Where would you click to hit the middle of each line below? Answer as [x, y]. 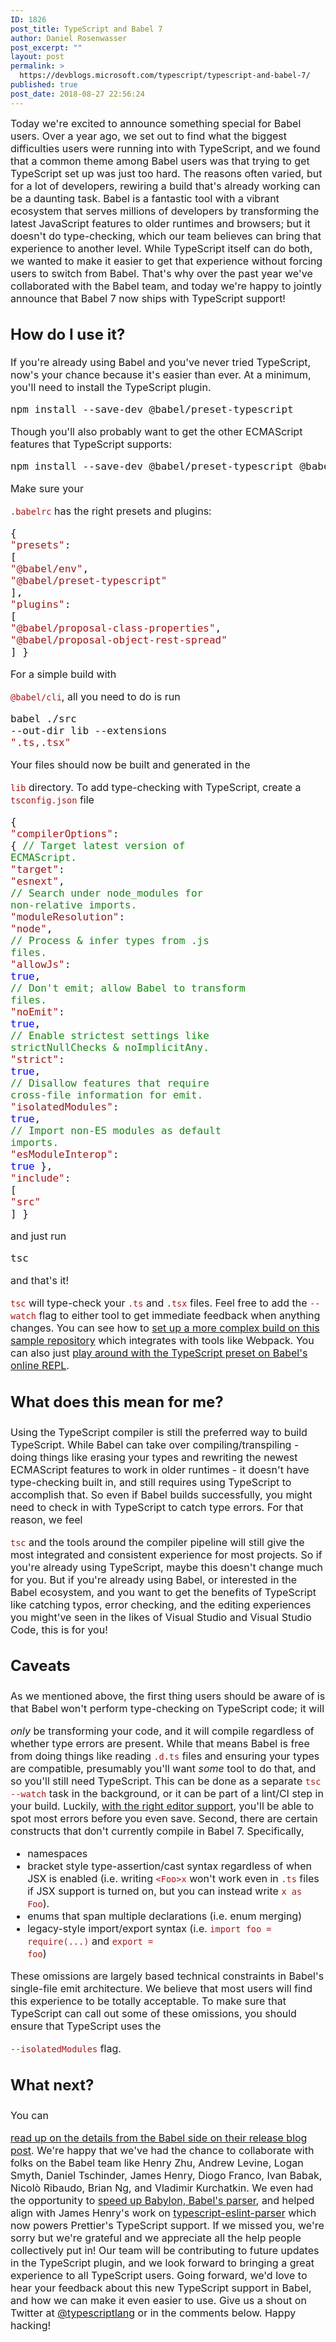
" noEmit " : [37, 1012]
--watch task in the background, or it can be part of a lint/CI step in [167, 1794]
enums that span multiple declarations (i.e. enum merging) [164, 1916]
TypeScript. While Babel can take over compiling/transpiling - [155, 1444]
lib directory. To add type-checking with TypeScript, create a [156, 788]
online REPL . [40, 1366]
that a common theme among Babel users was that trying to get [160, 161]
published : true [44, 85]
